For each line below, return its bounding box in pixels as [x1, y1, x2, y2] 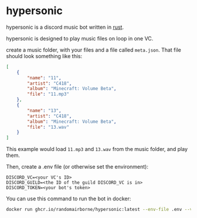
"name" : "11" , [27, 75, 62, 81]
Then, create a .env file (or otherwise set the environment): [6, 163, 148, 170]
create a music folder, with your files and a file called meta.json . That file [6, 46, 182, 53]
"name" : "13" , [27, 108, 62, 113]
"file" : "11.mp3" [27, 91, 69, 98]
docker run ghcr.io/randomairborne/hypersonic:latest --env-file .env [6, 207, 182, 213]
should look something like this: [6, 52, 83, 59]
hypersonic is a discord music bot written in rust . [6, 24, 124, 31]
